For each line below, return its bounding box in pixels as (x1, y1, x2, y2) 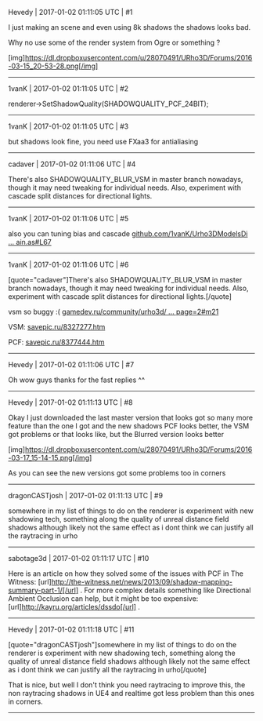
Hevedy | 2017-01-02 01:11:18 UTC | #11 (8, 625, 135, 634)
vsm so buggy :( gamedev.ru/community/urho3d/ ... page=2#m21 (8, 307, 219, 316)
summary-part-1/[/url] (8, 585, 79, 595)
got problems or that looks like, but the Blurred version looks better (8, 430, 225, 439)
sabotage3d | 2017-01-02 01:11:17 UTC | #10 (8, 554, 150, 563)
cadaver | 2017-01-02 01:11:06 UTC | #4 (8, 159, 136, 169)
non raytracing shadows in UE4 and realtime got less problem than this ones (8, 689, 254, 697)
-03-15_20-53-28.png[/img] (8, 61, 99, 71)
